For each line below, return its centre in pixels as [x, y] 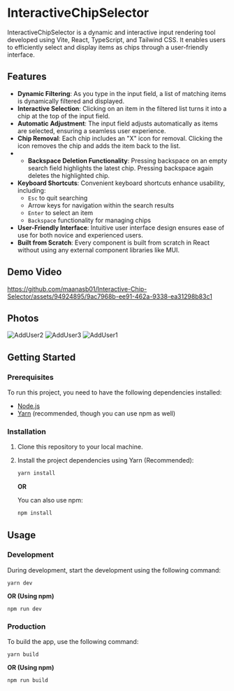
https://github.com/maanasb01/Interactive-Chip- [77, 289]
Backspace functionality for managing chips [89, 220]
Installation [27, 431]
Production [27, 627]
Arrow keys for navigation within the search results [101, 205]
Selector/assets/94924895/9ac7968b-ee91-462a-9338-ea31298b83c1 [110, 296]
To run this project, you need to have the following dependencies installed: [115, 392]
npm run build [28, 680]
